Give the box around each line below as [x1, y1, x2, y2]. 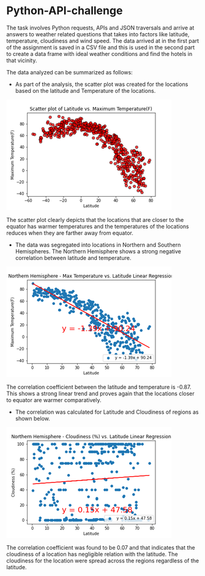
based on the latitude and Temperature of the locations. [15, 87, 156, 94]
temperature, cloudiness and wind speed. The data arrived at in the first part [6, 37, 199, 44]
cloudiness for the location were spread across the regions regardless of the [6, 557, 199, 564]
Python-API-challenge [6, 4, 123, 18]
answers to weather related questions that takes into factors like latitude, [6, 30, 190, 37]
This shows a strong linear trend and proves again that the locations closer [6, 390, 195, 397]
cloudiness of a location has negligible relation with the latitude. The [6, 550, 179, 558]
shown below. [15, 414, 50, 422]
